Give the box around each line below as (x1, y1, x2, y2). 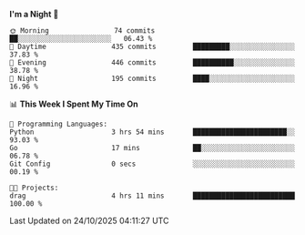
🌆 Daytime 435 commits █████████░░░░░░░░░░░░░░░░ (9, 42, 296, 51)
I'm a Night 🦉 (9, 9, 59, 19)
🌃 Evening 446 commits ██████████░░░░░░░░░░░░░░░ (9, 58, 296, 67)
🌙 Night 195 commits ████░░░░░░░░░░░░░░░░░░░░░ (9, 74, 296, 83)
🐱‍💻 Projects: (9, 183, 59, 192)
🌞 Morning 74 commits (9, 26, 156, 36)
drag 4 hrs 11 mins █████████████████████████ (9, 191, 296, 200)
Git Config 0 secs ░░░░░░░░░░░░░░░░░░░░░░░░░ (9, 159, 296, 169)
